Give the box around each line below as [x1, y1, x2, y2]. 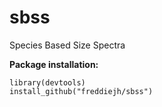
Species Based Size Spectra [9, 39, 126, 51]
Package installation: [9, 58, 99, 70]
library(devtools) [9, 77, 86, 88]
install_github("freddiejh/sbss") [9, 86, 154, 96]
